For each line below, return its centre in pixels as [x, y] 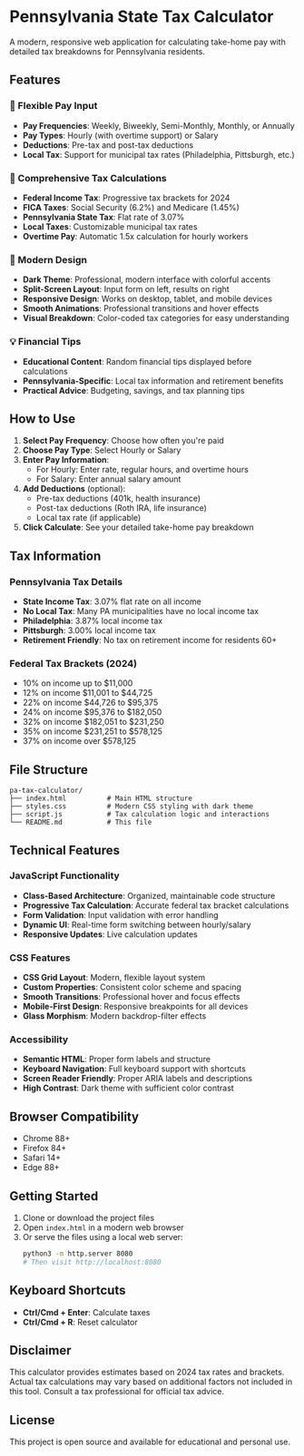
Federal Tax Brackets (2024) [74, 663]
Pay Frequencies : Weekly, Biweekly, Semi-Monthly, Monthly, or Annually [158, 125]
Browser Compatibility [74, 1116]
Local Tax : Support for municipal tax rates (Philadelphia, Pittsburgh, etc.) [158, 154]
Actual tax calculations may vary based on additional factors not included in [151, 1382]
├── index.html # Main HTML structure [101, 799]
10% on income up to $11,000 [78, 683]
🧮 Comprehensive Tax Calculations [88, 178]
